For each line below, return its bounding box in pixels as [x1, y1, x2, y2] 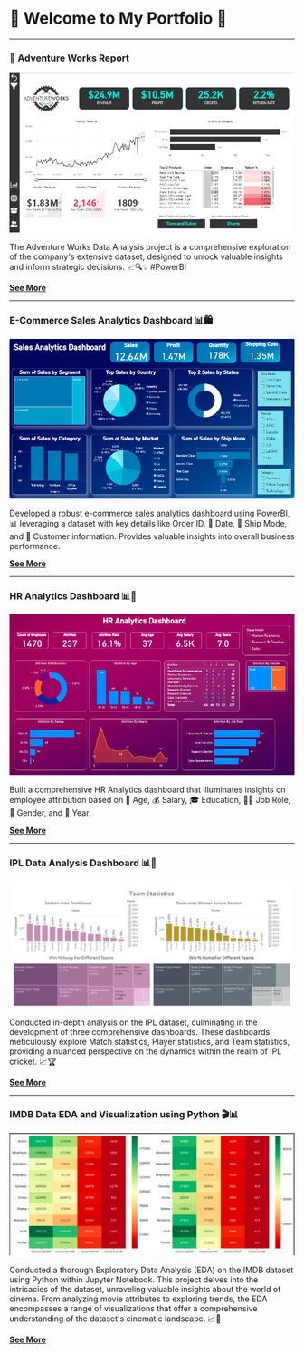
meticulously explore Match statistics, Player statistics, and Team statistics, [9, 1036, 290, 1047]
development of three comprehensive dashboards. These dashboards [9, 1026, 271, 1037]
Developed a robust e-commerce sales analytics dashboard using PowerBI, [9, 507, 290, 518]
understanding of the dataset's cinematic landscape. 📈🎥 [9, 1313, 222, 1324]
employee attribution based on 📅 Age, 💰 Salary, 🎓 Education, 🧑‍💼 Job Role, [9, 794, 291, 805]
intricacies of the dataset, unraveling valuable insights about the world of [9, 1283, 281, 1294]
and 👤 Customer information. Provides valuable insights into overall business [9, 530, 295, 542]
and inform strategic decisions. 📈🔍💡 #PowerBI [9, 262, 187, 273]
